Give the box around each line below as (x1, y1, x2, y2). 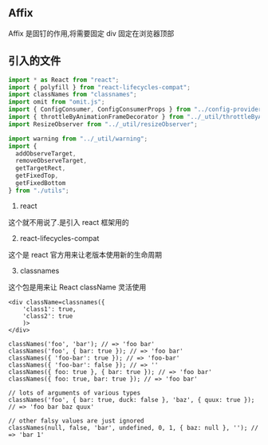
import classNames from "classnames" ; (8, 91, 137, 99)
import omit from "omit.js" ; (8, 98, 105, 106)
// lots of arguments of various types (8, 388, 141, 397)
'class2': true (22, 312, 73, 320)
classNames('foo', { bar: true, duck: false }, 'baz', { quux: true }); (8, 396, 255, 404)
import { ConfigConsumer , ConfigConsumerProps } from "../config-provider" (8, 105, 266, 114)
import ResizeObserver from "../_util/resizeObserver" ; (8, 120, 198, 128)
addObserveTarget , (15, 149, 77, 158)
